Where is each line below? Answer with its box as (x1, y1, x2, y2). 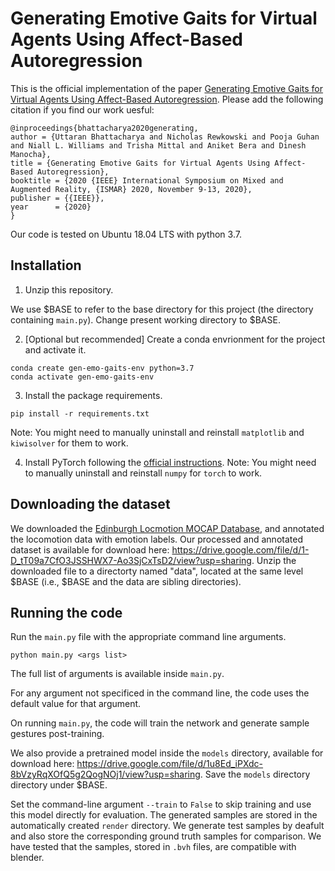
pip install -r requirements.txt (10, 408, 150, 419)
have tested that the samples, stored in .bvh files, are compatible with (10, 841, 297, 853)
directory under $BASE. (10, 779, 108, 791)
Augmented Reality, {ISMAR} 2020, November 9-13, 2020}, (10, 184, 253, 194)
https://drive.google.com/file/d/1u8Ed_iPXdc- (76, 758, 264, 770)
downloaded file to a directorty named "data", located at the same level (10, 565, 304, 577)
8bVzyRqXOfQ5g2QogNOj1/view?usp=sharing (10, 768, 201, 781)
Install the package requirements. (24, 389, 163, 401)
